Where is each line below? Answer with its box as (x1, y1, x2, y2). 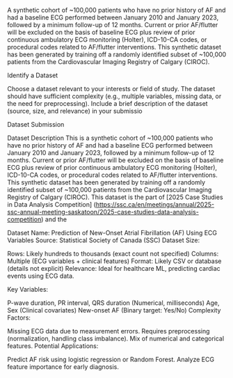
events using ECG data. (7, 271, 74, 280)
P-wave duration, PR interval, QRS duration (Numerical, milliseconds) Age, (7, 299, 220, 307)
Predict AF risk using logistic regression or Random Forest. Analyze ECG (7, 355, 214, 363)
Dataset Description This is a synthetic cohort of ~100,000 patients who (7, 134, 214, 142)
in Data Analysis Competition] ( (7, 200, 96, 208)
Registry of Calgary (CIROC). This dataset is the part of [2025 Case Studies (7, 193, 224, 201)
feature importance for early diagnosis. (7, 363, 120, 371)
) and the (41, 215, 67, 223)
